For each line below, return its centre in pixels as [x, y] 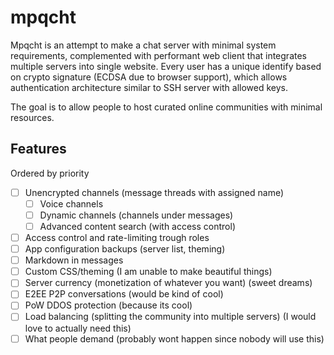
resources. [32, 117]
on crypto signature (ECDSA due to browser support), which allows [149, 77]
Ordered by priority [50, 173]
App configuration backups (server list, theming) [125, 249]
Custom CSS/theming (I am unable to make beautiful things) [148, 272]
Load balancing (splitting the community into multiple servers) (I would [170, 317]
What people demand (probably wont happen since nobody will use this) [174, 338]
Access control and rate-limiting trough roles [117, 237]
